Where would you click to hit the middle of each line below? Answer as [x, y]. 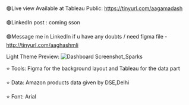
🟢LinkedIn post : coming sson [43, 22]
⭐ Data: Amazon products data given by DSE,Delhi [68, 82]
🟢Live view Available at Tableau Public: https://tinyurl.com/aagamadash [94, 8]
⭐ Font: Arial [21, 96]
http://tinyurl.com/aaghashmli [42, 45]
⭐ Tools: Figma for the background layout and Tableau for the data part [93, 68]
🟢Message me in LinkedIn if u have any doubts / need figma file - [87, 36]
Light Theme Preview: [33, 56]
